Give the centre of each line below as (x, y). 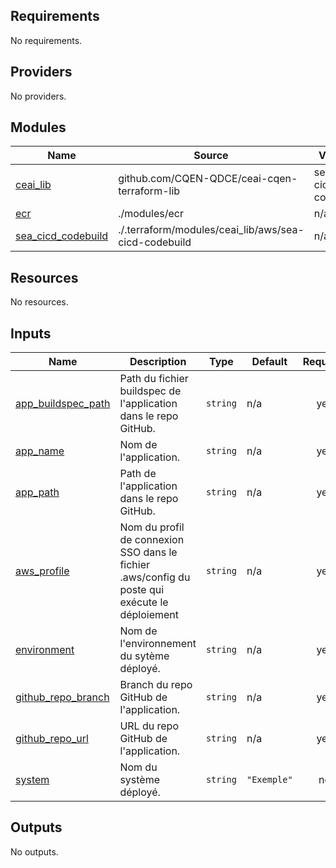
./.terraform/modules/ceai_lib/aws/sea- (211, 230)
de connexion (152, 540)
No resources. (39, 302)
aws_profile (42, 571)
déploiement (149, 615)
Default (269, 362)
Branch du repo (156, 685)
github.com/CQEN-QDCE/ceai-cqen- (208, 179)
